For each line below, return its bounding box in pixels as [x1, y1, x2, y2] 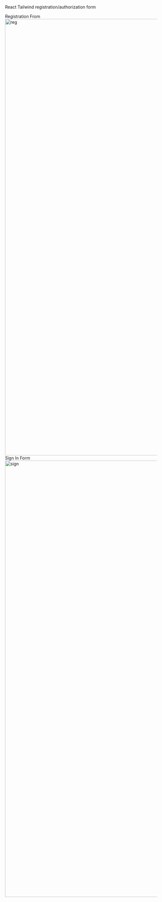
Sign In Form [5, 455, 30, 461]
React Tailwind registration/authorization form [5, 4, 96, 10]
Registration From [5, 14, 40, 19]
